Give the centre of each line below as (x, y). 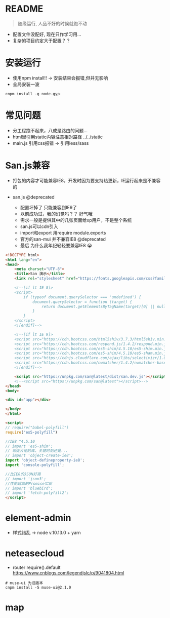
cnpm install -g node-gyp (32, 94)
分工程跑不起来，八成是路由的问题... (50, 130)
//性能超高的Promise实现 (29, 484)
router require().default (36, 567)
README (24, 9)
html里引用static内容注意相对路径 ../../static (57, 137)
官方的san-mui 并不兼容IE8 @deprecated (63, 239)
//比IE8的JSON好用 (23, 474)
